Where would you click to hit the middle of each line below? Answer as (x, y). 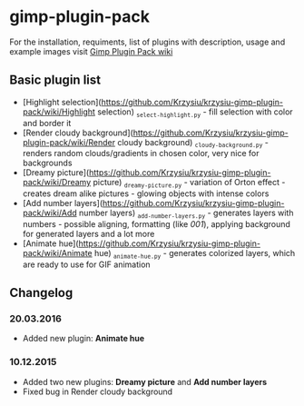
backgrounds (47, 163)
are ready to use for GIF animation (87, 264)
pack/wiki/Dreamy (57, 183)
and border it (47, 123)
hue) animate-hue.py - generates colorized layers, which (195, 253)
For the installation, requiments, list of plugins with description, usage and (147, 42)
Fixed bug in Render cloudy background (98, 391)
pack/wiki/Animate (57, 253)
